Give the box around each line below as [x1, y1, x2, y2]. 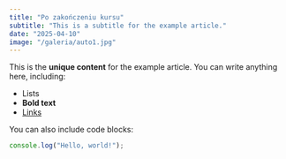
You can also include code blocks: [9, 125, 134, 135]
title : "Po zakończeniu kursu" [9, 12, 124, 22]
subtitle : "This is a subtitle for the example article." [9, 21, 227, 30]
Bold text [21, 98, 56, 109]
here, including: [9, 72, 66, 82]
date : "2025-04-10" [9, 29, 81, 38]
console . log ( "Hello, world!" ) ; [9, 141, 124, 150]
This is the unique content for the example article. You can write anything [9, 62, 278, 72]
